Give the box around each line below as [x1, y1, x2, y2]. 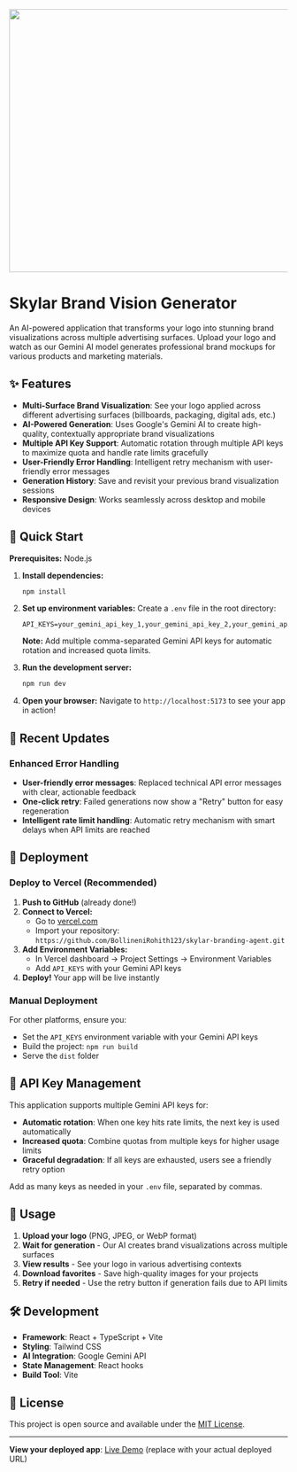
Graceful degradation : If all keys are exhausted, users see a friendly [21, 1154, 272, 1164]
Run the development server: [21, 662, 133, 673]
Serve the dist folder [21, 1050, 100, 1061]
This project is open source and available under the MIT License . [9, 1419, 246, 1429]
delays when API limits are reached [21, 824, 150, 835]
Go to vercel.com [34, 915, 99, 926]
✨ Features [9, 377, 72, 392]
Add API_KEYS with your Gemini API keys [34, 962, 182, 973]
